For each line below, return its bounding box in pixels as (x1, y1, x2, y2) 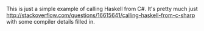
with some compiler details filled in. (6, 18, 96, 25)
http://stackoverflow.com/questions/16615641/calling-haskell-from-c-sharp (6, 12, 195, 19)
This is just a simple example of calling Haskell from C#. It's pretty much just (6, 5, 198, 12)
